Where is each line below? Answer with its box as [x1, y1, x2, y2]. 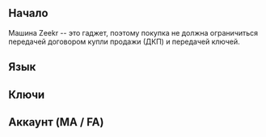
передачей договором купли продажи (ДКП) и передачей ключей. [8, 36, 240, 46]
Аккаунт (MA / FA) [8, 115, 104, 129]
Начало [8, 6, 49, 20]
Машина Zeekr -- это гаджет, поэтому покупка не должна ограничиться [8, 28, 259, 37]
